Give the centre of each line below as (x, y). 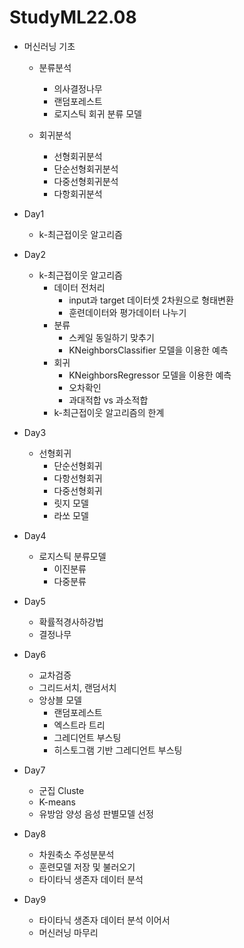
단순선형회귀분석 (86, 168)
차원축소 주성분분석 (76, 854)
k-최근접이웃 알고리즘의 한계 (109, 412)
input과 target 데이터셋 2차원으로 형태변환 (151, 300)
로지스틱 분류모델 (72, 556)
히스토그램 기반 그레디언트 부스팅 (118, 750)
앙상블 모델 (60, 700)
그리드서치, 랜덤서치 (77, 687)
